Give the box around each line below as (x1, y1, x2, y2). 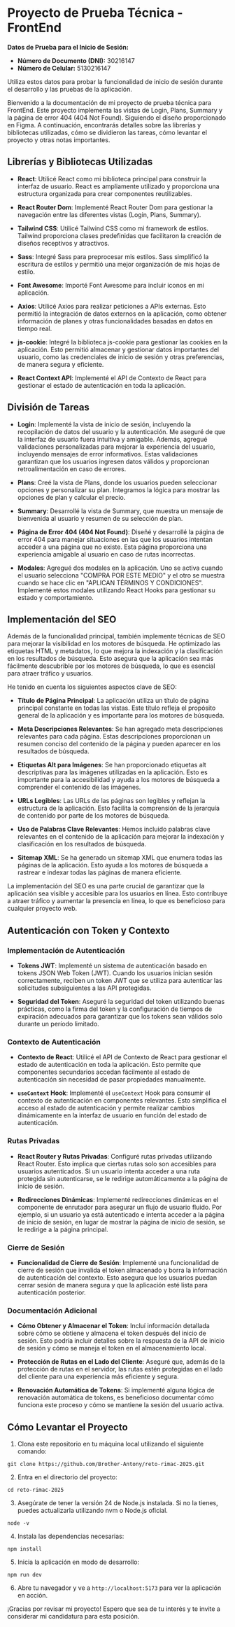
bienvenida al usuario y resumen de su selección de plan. (17, 514, 183, 522)
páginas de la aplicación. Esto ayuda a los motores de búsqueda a (17, 861, 208, 870)
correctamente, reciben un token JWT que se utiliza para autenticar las (17, 977, 222, 985)
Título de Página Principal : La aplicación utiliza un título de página (17, 697, 209, 705)
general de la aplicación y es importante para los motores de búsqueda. (17, 711, 225, 720)
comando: (17, 1447, 47, 1455)
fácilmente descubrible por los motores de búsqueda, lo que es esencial (7, 662, 215, 670)
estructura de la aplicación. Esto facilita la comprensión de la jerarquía (17, 804, 220, 813)
